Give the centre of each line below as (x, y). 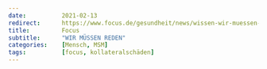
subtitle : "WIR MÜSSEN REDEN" (67, 38)
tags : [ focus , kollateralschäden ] (81, 52)
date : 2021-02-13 (53, 15)
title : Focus (44, 30)
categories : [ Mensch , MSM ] (58, 45)
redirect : (25, 23)
